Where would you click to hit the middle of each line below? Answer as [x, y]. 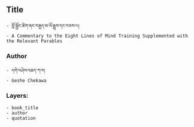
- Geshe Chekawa [26, 81]
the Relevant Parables [34, 41]
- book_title [22, 108]
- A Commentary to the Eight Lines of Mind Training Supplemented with [97, 36]
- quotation [21, 119]
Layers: [17, 96]
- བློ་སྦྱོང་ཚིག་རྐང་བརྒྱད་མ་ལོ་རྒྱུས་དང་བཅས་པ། [43, 26]
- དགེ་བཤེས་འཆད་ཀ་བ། [26, 71]
